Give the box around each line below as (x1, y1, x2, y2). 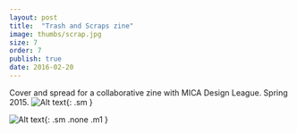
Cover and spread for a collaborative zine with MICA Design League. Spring (9, 87, 288, 98)
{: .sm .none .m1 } (44, 113, 109, 125)
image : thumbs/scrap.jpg (9, 29, 102, 38)
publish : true (9, 54, 63, 63)
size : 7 (9, 37, 38, 47)
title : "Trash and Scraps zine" (9, 21, 134, 30)
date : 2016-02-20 (9, 63, 74, 72)
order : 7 (9, 46, 42, 55)
